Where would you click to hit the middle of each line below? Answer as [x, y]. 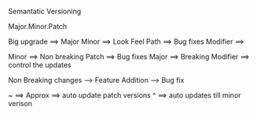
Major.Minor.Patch [38, 26]
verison [20, 103]
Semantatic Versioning [45, 11]
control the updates [40, 65]
